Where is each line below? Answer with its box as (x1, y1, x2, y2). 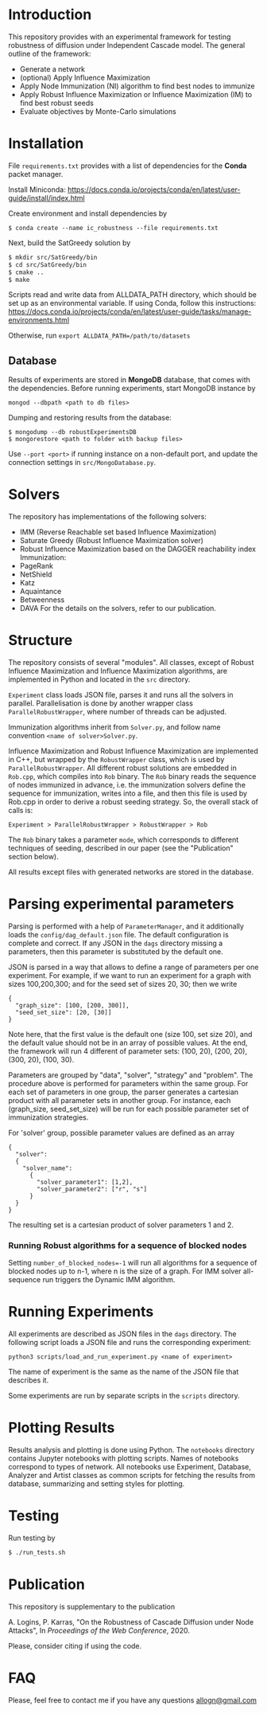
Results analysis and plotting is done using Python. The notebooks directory (8, 1445, 255, 1455)
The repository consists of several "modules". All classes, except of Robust (8, 658, 254, 667)
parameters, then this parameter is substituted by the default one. (8, 947, 224, 956)
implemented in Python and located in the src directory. (8, 675, 191, 684)
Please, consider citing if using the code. (8, 1641, 142, 1650)
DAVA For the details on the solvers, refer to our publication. (19, 604, 217, 613)
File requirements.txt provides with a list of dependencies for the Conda (8, 161, 247, 170)
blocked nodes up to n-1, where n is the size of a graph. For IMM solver (8, 1266, 242, 1276)
